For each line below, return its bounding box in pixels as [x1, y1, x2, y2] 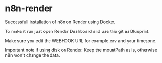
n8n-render [5, 3, 53, 14]
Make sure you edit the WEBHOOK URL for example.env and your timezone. [5, 37, 157, 44]
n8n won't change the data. [5, 52, 60, 58]
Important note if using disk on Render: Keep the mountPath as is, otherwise [5, 47, 158, 53]
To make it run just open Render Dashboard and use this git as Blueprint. [5, 28, 150, 34]
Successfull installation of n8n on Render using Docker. [5, 19, 115, 25]
